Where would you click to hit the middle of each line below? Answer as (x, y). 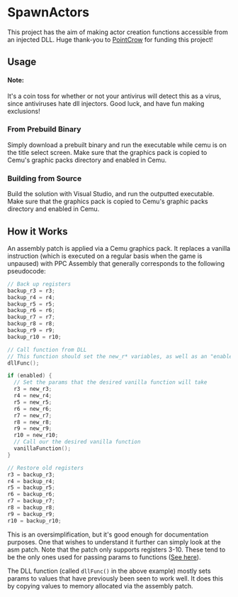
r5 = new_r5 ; (33, 402)
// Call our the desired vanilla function (77, 442)
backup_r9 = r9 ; (31, 330)
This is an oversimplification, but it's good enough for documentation (108, 534)
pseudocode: (27, 271)
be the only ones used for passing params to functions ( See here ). (104, 557)
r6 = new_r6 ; (33, 409)
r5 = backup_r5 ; (31, 488)
